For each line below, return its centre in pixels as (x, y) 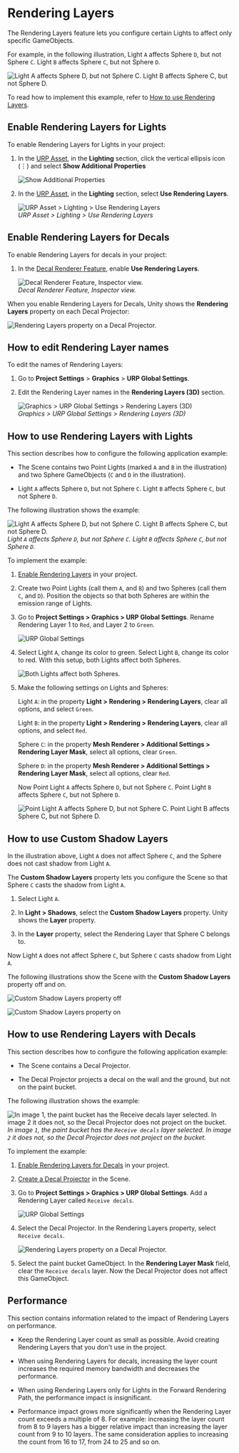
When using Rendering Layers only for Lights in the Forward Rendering (122, 1389)
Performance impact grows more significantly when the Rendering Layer (124, 1411)
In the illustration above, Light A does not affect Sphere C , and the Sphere (115, 856)
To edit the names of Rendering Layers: (65, 365)
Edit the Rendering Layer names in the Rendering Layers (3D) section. (121, 392)
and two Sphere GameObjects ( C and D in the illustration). (102, 475)
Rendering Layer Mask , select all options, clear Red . (94, 773)
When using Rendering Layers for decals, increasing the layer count (117, 1361)
